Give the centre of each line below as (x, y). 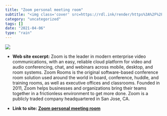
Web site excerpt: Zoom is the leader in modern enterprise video (79, 56)
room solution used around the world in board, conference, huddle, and (85, 77)
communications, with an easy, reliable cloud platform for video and (82, 62)
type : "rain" (19, 33)
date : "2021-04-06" (25, 28)
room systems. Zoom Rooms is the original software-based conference (85, 72)
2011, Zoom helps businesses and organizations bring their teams (79, 88)
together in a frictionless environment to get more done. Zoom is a (80, 93)
